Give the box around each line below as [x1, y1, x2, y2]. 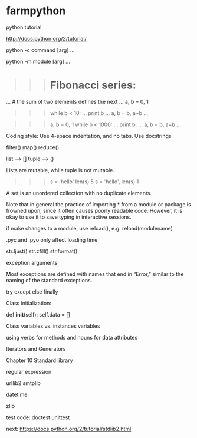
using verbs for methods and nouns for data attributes [6, 334, 138, 341]
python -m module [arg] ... [6, 58, 71, 65]
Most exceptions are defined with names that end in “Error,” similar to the [6, 270, 184, 278]
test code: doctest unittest [6, 414, 70, 421]
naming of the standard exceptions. [6, 276, 93, 284]
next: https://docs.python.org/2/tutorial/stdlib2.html [6, 425, 132, 432]
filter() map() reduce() [6, 143, 60, 151]
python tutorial [6, 24, 42, 31]
